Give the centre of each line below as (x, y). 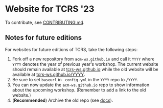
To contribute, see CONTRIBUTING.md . (45, 22)
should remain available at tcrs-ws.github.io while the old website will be (85, 69)
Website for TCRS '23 (50, 9)
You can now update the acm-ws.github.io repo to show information (81, 85)
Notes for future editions (44, 38)
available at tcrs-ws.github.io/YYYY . (48, 74)
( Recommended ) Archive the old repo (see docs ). (63, 100)
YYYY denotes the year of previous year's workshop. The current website (85, 64)
